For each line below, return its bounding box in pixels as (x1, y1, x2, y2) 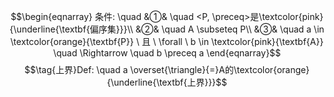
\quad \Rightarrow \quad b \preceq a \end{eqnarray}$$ (52, 47, 282, 59)
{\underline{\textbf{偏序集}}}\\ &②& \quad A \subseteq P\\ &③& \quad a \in (9, 23, 325, 35)
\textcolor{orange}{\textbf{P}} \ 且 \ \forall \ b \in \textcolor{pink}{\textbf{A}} (10, 36, 324, 47)
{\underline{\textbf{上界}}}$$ (106, 76, 228, 88)
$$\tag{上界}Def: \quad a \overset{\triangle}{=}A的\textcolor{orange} (23, 64, 311, 75)
